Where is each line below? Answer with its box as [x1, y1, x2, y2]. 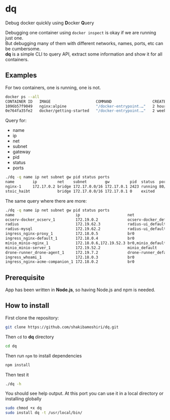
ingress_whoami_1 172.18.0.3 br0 [5, 255, 135, 260]
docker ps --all [5, 94, 39, 99]
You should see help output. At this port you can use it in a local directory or [5, 390, 163, 397]
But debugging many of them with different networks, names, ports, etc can [5, 40, 163, 46]
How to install [5, 301, 50, 310]
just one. [5, 35, 24, 41]
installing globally [5, 396, 42, 402]
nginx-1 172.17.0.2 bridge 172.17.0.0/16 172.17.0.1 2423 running [5, 184, 157, 189]
